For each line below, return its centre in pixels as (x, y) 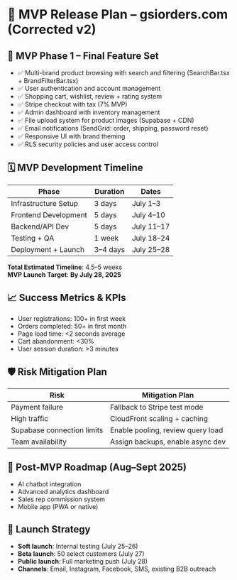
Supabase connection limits (57, 430)
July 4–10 (148, 214)
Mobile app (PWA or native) (58, 507)
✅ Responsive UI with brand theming (71, 136)
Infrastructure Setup (45, 203)
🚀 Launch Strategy (49, 529)
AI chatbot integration (49, 484)
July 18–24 (151, 238)
